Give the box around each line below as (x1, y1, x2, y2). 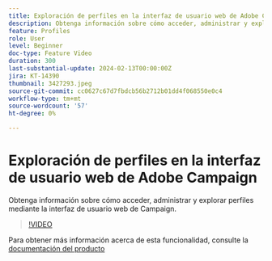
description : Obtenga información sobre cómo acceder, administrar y (8, 19, 249, 27)
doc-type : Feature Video (8, 49, 92, 57)
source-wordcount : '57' (8, 102, 89, 110)
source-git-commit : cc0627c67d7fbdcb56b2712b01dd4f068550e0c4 (8, 86, 223, 95)
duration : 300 (8, 57, 57, 65)
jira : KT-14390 (8, 72, 60, 80)
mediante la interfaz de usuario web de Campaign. (8, 204, 176, 213)
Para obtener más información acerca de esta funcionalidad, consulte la (8, 235, 249, 245)
